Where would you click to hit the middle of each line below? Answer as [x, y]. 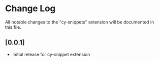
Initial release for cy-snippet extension [51, 54]
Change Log [30, 9]
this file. [13, 27]
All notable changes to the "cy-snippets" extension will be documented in [79, 22]
